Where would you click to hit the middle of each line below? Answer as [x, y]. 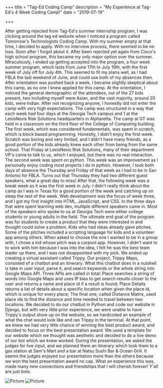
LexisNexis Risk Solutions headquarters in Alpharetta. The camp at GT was [80, 119]
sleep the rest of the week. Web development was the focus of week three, [80, 196]
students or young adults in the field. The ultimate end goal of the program [80, 217]
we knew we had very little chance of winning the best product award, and [80, 325]
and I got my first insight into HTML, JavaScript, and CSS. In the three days [80, 201]
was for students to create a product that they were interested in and [74, 222]
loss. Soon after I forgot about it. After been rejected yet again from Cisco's [80, 51]
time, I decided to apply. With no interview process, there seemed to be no [80, 46]
